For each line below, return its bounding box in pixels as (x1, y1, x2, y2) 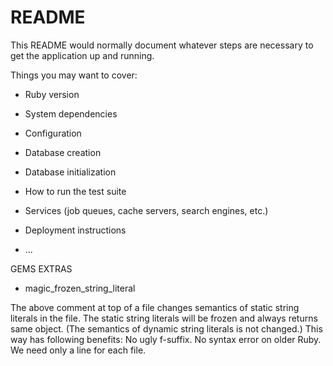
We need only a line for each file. (10, 344, 147, 356)
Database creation (24, 146, 102, 158)
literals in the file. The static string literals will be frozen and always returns (10, 312, 318, 324)
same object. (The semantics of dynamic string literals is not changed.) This (10, 322, 323, 335)
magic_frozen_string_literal (24, 282, 136, 294)
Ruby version (24, 88, 80, 100)
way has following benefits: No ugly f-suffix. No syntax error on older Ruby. (10, 333, 322, 345)
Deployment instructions (24, 224, 127, 236)
